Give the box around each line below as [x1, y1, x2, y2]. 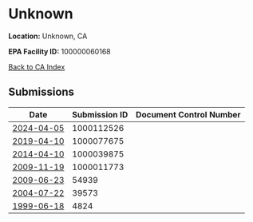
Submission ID [71, 109, 128, 120]
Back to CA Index [8, 61, 65, 72]
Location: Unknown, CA [8, 31, 88, 41]
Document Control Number [135, 109, 241, 120]
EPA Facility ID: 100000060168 [8, 46, 111, 56]
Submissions [8, 85, 74, 99]
